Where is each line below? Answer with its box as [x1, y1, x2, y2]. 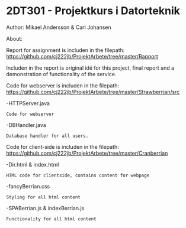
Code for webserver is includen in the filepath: [6, 82, 120, 89]
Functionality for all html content [6, 216, 97, 222]
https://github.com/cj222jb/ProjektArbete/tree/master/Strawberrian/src [6, 88, 180, 95]
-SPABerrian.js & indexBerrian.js [6, 204, 85, 211]
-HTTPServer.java [6, 99, 50, 107]
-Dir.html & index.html [6, 161, 59, 168]
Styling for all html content [6, 194, 81, 200]
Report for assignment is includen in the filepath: [6, 46, 125, 54]
